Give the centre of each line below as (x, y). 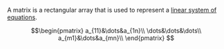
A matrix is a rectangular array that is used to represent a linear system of (112, 10)
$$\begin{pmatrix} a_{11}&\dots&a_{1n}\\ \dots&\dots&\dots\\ (116, 31)
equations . (22, 17)
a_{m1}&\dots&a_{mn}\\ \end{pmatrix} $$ (116, 38)
